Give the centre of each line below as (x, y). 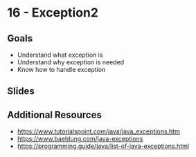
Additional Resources (54, 114)
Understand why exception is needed (71, 62)
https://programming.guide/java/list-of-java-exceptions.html (103, 146)
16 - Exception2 (53, 13)
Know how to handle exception (61, 70)
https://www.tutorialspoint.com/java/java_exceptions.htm (98, 131)
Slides (21, 91)
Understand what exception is (60, 55)
